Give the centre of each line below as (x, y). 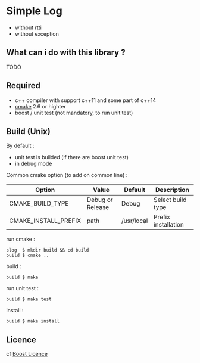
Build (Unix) (28, 131)
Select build (170, 200)
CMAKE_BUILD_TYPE (39, 204)
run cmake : (21, 239)
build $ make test (29, 299)
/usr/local (135, 221)
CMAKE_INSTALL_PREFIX (45, 221)
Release (98, 207)
